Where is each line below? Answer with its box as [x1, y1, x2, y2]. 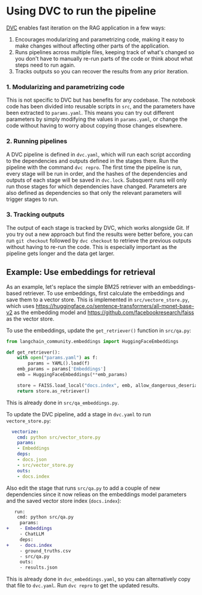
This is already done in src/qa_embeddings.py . [6, 399, 119, 406]
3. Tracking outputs [6, 211, 65, 219]
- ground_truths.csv [19, 547, 71, 554]
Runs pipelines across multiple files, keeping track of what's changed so [14, 48, 195, 55]
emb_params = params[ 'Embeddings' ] [17, 366, 106, 372]
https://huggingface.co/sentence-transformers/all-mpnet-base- [35, 302, 194, 309]
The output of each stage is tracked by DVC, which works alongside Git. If [6, 224, 189, 231]
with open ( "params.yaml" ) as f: [17, 355, 98, 361]
